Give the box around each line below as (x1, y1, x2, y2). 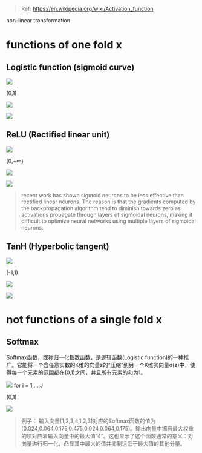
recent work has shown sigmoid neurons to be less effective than (21, 191, 184, 199)
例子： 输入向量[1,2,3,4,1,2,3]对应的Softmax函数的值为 (21, 417, 156, 425)
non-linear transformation (6, 17, 71, 24)
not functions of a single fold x (6, 312, 162, 326)
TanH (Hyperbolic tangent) (6, 242, 109, 252)
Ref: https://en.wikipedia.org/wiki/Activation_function (21, 5, 154, 12)
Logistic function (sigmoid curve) (6, 62, 135, 72)
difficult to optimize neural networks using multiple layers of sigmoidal (21, 217, 197, 225)
